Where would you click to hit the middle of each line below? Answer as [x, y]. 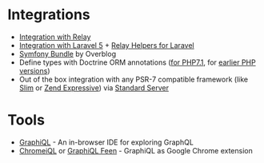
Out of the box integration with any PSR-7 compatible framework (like [134, 79]
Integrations [49, 15]
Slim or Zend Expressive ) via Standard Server [94, 87]
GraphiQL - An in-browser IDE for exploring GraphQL [106, 142]
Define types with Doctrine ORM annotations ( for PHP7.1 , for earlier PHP [138, 62]
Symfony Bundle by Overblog [68, 54]
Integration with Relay [55, 37]
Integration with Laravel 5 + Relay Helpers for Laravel [106, 45]
